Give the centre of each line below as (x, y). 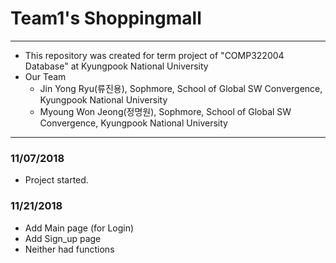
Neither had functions (69, 249)
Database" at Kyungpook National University (116, 66)
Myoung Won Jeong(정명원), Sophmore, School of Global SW (165, 111)
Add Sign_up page (63, 238)
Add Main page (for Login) (79, 228)
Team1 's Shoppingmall (106, 18)
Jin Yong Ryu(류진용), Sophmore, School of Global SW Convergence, (181, 88)
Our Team (45, 76)
